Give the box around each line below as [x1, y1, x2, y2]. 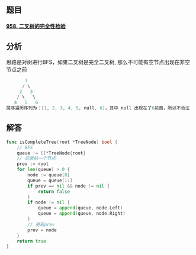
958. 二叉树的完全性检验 [6, 22, 66, 30]
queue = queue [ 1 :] [27, 177, 73, 183]
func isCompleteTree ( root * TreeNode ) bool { [6, 139, 118, 145]
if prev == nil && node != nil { [27, 183, 110, 189]
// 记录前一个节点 [17, 156, 56, 162]
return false [37, 188, 70, 195]
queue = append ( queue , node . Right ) [37, 211, 126, 217]
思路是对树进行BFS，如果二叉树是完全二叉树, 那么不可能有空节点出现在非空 [6, 58, 191, 66]
